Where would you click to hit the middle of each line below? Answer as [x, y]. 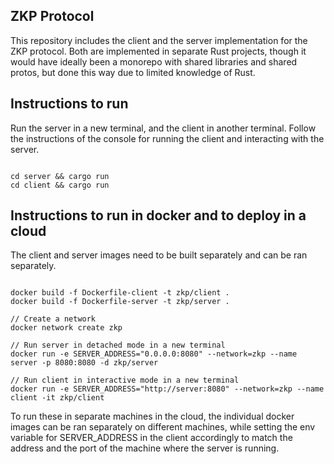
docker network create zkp [66, 328]
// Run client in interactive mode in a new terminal [125, 380]
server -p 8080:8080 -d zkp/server [84, 363]
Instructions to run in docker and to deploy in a [158, 215]
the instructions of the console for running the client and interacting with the [167, 138]
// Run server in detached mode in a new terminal [118, 345]
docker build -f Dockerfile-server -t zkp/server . [120, 302]
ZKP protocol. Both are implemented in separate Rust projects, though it [158, 51]
